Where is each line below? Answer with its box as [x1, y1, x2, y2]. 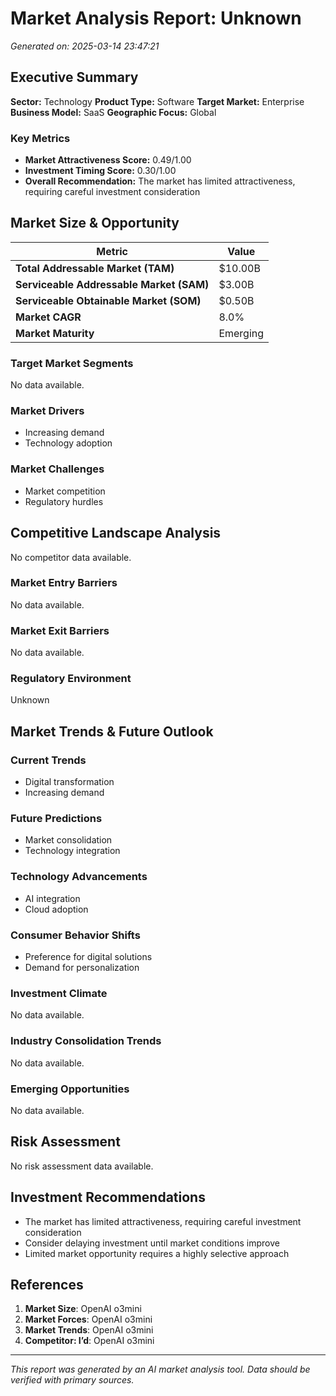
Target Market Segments [10, 356, 134, 370]
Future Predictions [10, 812, 103, 826]
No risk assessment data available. [10, 1160, 154, 1172]
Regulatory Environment [10, 672, 132, 686]
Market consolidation [24, 834, 113, 846]
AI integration [24, 892, 81, 904]
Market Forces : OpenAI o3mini [24, 1313, 153, 1326]
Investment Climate [10, 986, 108, 1000]
